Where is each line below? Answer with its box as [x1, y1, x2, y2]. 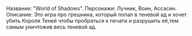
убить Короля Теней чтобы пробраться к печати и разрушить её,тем [6, 17, 179, 24]
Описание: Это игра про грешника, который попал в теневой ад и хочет [6, 11, 187, 18]
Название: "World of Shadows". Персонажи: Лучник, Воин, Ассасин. [6, 5, 177, 12]
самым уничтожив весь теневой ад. [6, 23, 97, 30]
